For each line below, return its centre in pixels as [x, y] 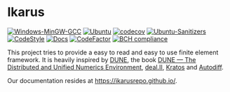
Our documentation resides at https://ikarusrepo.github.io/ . [92, 80]
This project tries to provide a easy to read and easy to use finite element [113, 52]
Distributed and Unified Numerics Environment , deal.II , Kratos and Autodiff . [116, 67]
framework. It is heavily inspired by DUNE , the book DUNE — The [102, 59]
